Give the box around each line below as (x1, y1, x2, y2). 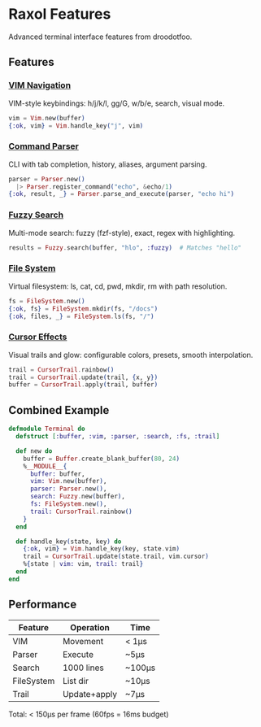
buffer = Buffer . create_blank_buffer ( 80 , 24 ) (23, 455, 181, 463)
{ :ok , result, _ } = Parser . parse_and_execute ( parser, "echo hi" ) (8, 190, 234, 198)
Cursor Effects (8, 331, 67, 342)
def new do (15, 446, 53, 455)
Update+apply (62, 688, 118, 699)
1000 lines (62, 662, 104, 673)
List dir (62, 675, 89, 686)
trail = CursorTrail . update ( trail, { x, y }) (8, 373, 159, 381)
